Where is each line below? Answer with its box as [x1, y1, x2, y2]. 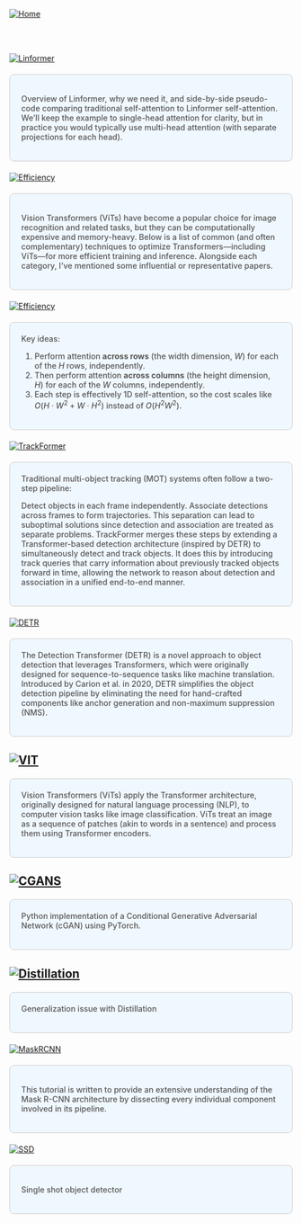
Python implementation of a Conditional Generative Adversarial [21, 911, 258, 922]
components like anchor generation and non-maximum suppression [21, 697, 276, 708]
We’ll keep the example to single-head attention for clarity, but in [21, 112, 263, 123]
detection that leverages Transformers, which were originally [21, 659, 250, 670]
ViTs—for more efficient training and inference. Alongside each [21, 251, 258, 261]
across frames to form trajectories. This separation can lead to [21, 509, 255, 521]
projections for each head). [21, 131, 123, 142]
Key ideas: [21, 334, 61, 344]
